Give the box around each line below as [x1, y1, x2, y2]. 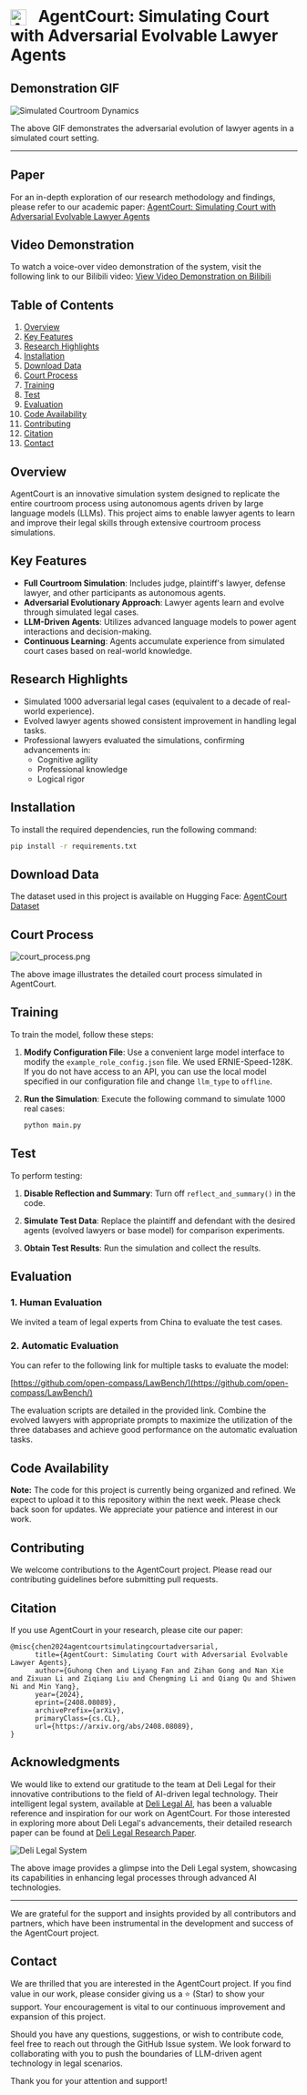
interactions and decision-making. [23, 626, 152, 637]
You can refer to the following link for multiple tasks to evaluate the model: [10, 1360, 290, 1371]
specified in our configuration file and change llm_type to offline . [23, 1076, 272, 1087]
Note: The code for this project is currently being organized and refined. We [10, 1485, 296, 1496]
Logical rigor [36, 773, 86, 784]
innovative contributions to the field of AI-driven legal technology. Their [10, 1788, 279, 1799]
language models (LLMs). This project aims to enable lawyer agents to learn [10, 507, 295, 519]
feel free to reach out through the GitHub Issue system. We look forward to [10, 2038, 291, 2049]
